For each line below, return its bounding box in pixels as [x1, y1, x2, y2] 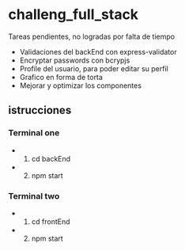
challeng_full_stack [8, 6, 139, 24]
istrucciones [8, 104, 72, 117]
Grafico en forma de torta [19, 72, 103, 82]
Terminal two [8, 190, 60, 201]
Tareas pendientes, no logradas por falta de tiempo [8, 32, 176, 41]
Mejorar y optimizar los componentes [19, 81, 142, 90]
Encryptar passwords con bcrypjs [19, 55, 130, 65]
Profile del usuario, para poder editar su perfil [19, 63, 168, 73]
